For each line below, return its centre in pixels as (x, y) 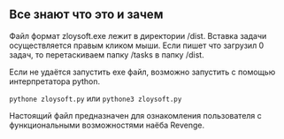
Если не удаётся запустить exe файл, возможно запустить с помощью (142, 72)
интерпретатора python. (55, 81)
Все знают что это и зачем (86, 15)
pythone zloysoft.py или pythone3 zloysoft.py (96, 98)
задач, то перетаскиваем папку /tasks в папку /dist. (107, 54)
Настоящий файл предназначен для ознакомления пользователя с (136, 115)
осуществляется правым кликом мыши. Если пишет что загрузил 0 (137, 45)
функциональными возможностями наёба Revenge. (107, 125)
